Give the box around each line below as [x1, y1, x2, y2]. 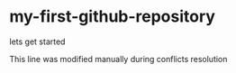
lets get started [9, 36, 66, 47]
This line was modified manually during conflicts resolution [9, 53, 228, 64]
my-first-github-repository [9, 6, 216, 27]
